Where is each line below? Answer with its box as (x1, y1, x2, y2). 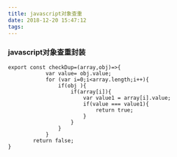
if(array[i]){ (70, 88, 112, 95)
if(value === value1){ (83, 100, 150, 107)
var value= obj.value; (45, 70, 112, 77)
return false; (33, 137, 74, 144)
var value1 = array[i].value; (83, 94, 171, 101)
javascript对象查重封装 (8, 47, 86, 57)
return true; (95, 106, 134, 114)
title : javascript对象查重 (8, 10, 83, 17)
